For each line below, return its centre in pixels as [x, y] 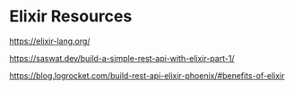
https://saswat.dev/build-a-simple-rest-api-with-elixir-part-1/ [122, 58]
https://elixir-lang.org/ [50, 41]
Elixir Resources [71, 16]
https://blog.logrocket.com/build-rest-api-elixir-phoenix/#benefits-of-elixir [147, 75]
